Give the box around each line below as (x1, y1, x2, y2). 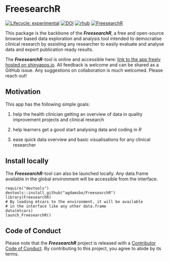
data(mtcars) (5, 208, 33, 213)
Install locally (5, 157, 49, 166)
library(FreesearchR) (5, 194, 52, 200)
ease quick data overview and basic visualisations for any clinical (12, 136, 151, 143)
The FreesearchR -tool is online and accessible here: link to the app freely (5, 56, 161, 62)
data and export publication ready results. (5, 46, 94, 52)
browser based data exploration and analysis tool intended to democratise (5, 35, 162, 42)
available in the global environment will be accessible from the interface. (5, 175, 158, 182)
